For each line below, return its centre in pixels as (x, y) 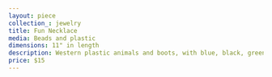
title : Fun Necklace (43, 30)
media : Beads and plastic (52, 38)
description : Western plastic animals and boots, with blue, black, (126, 53)
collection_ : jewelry (45, 23)
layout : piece (32, 16)
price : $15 (27, 61)
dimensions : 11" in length (54, 46)
